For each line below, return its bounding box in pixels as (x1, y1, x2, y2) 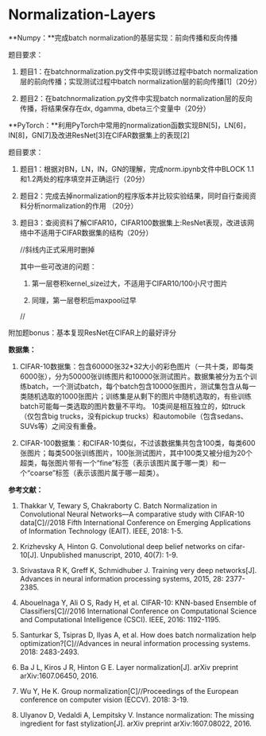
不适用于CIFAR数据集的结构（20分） (33, 228, 153, 237)
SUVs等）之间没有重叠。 (19, 421, 101, 430)
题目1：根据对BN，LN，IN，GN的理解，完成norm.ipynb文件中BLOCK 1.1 (19, 164, 254, 173)
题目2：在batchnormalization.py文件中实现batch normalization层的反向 (19, 93, 253, 103)
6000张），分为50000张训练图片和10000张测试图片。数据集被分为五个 (19, 372, 250, 381)
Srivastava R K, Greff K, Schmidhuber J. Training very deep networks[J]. (19, 565, 257, 574)
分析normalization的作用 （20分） (26, 201, 138, 210)
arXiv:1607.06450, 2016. (19, 671, 99, 680)
